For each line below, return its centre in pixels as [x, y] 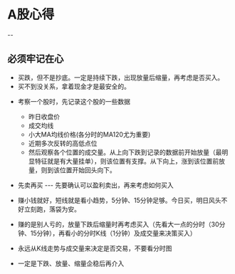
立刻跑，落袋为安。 [52, 209]
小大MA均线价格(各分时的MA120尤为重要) [89, 134]
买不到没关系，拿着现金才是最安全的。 [74, 86]
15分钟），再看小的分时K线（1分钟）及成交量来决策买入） [113, 233]
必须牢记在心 [36, 59]
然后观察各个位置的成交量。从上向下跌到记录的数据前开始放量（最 [125, 152]
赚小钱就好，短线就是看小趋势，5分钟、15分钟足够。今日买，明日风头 [120, 200]
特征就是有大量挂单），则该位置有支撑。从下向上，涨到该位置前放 [130, 161]
